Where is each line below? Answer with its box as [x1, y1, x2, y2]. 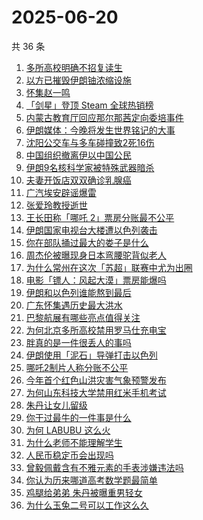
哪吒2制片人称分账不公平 [25, 361, 129, 373]
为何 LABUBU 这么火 [25, 424, 111, 436]
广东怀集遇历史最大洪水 [25, 299, 123, 311]
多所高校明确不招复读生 [25, 61, 123, 73]
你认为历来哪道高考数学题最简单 [25, 474, 158, 486]
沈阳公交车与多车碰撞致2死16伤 [25, 136, 155, 148]
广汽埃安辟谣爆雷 [25, 186, 97, 198]
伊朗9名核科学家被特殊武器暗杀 [25, 161, 155, 173]
